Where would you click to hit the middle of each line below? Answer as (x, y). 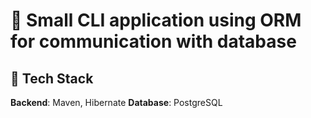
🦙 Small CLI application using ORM (156, 20)
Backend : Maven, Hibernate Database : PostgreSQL (116, 102)
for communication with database (153, 41)
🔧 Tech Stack (52, 78)
